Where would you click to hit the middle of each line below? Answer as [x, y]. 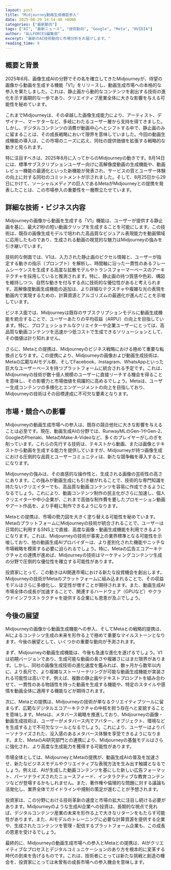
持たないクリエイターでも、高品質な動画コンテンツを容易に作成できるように [85, 487]
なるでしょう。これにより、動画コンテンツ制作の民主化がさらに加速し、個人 [85, 493]
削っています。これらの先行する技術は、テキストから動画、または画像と [81, 444]
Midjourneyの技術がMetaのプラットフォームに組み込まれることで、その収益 [85, 579]
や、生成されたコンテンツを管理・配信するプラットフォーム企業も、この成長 [85, 826]
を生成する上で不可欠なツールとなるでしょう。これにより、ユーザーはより [83, 727]
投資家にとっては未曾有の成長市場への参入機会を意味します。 [83, 862]
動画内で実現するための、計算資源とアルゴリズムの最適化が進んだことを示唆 [85, 295]
